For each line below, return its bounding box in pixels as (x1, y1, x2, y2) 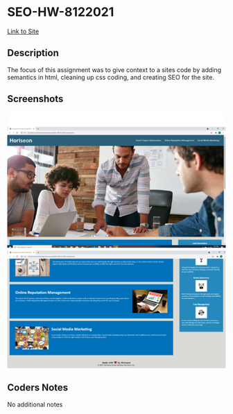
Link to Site (7, 27, 40, 35)
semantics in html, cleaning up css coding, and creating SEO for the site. (7, 73, 215, 81)
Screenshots (7, 93, 64, 105)
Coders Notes (7, 382, 69, 394)
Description (7, 47, 59, 59)
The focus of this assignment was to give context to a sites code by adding (7, 65, 222, 74)
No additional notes (7, 400, 63, 408)
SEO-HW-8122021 (7, 4, 114, 20)
